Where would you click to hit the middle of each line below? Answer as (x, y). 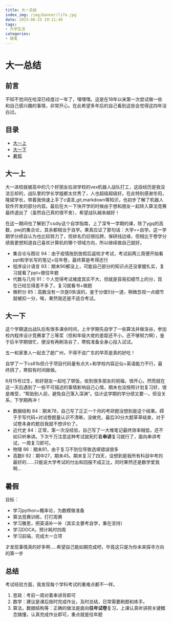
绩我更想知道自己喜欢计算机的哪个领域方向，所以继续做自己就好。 (75, 242)
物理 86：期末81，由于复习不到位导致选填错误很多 (66, 449)
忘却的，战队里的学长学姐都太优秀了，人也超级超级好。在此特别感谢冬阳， (88, 193)
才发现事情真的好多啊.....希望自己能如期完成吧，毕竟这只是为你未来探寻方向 (85, 547)
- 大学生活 (15, 29)
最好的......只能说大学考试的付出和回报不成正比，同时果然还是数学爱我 (86, 462)
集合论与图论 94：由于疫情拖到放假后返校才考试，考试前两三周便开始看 (88, 253)
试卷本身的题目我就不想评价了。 (46, 424)
